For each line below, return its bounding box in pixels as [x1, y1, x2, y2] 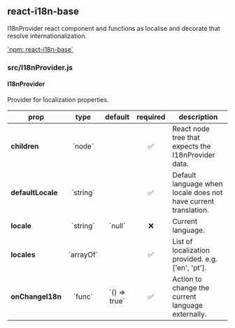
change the [172, 283, 210, 292]
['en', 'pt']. [172, 262, 207, 272]
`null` [108, 220, 126, 230]
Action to [172, 274, 202, 284]
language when [172, 178, 223, 188]
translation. [172, 205, 209, 215]
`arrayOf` [68, 250, 99, 259]
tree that [172, 132, 201, 142]
